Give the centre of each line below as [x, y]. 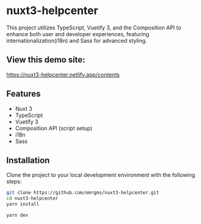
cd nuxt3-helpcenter [33, 199]
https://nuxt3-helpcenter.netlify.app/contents [63, 75]
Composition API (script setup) [54, 128]
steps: [14, 182]
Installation [28, 160]
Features [23, 94]
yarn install [23, 204]
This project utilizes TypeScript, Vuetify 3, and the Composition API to [94, 28]
